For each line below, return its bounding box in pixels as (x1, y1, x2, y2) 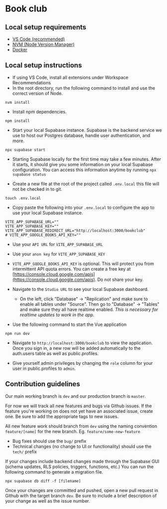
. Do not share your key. (94, 276, 144, 282)
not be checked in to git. (12, 186, 63, 192)
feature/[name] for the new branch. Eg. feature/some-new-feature (5, 428, 141, 434)
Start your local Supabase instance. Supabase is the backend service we (12, 127, 162, 133)
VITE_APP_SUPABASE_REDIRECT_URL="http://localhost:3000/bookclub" (5, 228, 146, 233)
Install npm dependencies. (12, 108, 67, 115)
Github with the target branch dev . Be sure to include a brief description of (5, 493, 157, 499)
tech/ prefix (12, 449, 37, 455)
